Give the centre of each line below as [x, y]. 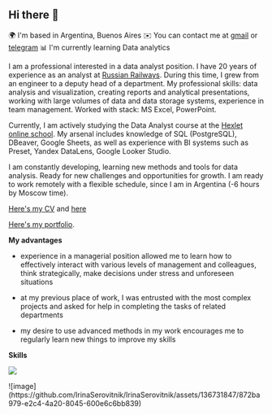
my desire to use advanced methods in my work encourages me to [132, 330]
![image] [22, 386]
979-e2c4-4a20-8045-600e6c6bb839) [75, 403]
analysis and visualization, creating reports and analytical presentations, [129, 92]
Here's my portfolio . [42, 224]
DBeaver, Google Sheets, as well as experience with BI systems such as [129, 142]
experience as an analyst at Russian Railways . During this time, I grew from [134, 75]
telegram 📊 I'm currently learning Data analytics [89, 47]
